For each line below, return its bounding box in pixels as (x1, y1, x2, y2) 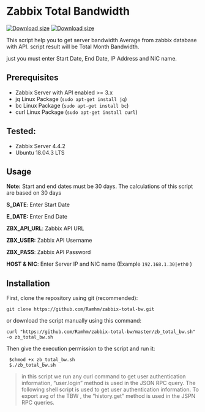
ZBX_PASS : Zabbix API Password (6, 249, 91, 256)
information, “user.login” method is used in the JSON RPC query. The (21, 380, 196, 387)
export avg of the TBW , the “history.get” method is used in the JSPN (21, 392, 196, 400)
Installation (6, 278, 50, 288)
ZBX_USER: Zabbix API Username (6, 237, 92, 244)
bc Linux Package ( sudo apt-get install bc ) (15, 102, 129, 109)
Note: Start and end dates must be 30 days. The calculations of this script (6, 182, 193, 190)
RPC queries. (21, 399, 55, 406)
